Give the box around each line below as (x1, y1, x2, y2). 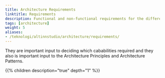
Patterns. (5, 58, 24, 64)
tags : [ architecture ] (5, 20, 50, 26)
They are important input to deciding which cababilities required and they (5, 47, 154, 54)
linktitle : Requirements (5, 12, 56, 17)
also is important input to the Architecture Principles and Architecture (5, 53, 145, 58)
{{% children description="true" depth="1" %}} (5, 67, 100, 73)
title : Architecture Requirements (5, 7, 76, 12)
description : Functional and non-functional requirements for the (5, 16, 144, 21)
